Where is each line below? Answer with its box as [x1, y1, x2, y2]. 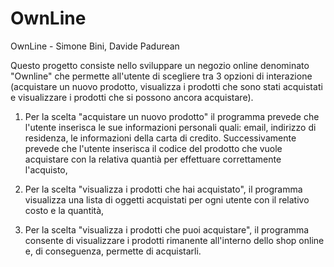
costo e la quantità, [24, 204, 105, 216]
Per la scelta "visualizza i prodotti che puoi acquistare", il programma [24, 223, 310, 236]
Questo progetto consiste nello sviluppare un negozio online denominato [10, 59, 310, 71]
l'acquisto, [24, 163, 68, 176]
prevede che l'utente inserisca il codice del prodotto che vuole [24, 142, 283, 154]
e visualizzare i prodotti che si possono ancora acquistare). [10, 91, 254, 103]
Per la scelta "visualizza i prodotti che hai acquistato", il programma [24, 183, 303, 195]
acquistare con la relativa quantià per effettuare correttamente [24, 153, 282, 165]
